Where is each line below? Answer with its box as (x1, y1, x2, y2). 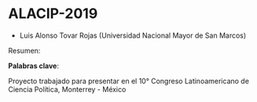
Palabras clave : (8, 60, 60, 71)
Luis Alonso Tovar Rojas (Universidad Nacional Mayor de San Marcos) (19, 31, 247, 40)
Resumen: (8, 46, 41, 55)
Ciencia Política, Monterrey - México (8, 84, 127, 94)
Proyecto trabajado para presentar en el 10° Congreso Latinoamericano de (8, 76, 250, 86)
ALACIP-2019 (8, 5, 98, 23)
